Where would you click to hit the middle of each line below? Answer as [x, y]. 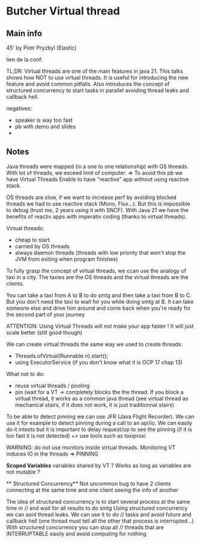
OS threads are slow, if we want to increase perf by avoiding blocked [91, 197]
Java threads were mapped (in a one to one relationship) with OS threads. [98, 166]
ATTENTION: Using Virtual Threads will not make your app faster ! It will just [100, 326]
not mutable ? [23, 472]
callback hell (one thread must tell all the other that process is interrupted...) [100, 521]
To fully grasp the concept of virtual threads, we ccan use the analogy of [96, 271]
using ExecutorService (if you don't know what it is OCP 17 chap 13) [99, 362]
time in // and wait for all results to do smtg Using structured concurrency [97, 508]
